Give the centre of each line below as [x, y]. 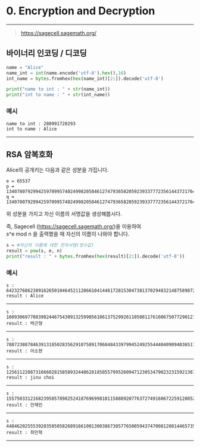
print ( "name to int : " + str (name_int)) [58, 89]
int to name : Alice [32, 129]
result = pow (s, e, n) [34, 251]
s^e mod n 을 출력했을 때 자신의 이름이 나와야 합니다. [68, 234]
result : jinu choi [30, 378]
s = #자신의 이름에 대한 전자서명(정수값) [50, 246]
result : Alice [25, 296]
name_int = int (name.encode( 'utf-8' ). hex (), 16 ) [66, 73]
